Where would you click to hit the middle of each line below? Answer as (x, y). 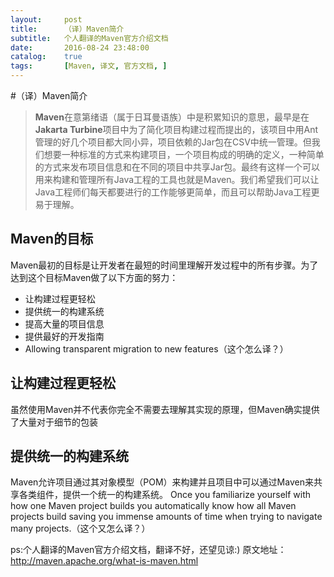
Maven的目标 (52, 239)
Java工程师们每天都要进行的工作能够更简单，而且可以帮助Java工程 (173, 192)
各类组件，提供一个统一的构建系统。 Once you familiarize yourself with (165, 495)
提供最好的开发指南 (64, 336)
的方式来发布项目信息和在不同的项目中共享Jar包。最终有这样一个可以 (177, 167)
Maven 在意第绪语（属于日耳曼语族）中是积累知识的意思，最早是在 (172, 117)
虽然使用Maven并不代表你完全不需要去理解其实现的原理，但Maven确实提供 (165, 409)
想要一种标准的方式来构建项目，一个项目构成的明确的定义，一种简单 (184, 154)
